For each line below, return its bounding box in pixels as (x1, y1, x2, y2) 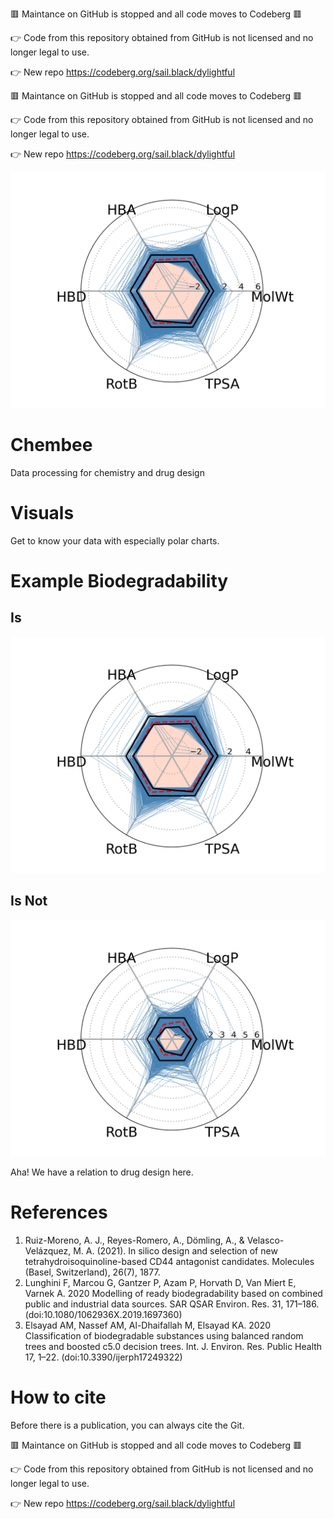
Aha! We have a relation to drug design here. (10, 1166, 194, 1178)
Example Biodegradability (10, 570, 229, 593)
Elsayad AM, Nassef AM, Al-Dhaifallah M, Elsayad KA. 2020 (24, 1319, 272, 1331)
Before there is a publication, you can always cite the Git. (10, 1419, 245, 1431)
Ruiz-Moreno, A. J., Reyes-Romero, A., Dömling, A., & (24, 1234, 245, 1246)
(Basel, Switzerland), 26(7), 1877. (24, 1266, 161, 1278)
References (10, 1201, 108, 1223)
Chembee (10, 434, 93, 457)
